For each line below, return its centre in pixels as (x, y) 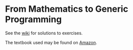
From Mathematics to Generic (67, 9)
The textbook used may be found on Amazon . (51, 42)
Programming (33, 19)
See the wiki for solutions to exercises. (44, 33)
